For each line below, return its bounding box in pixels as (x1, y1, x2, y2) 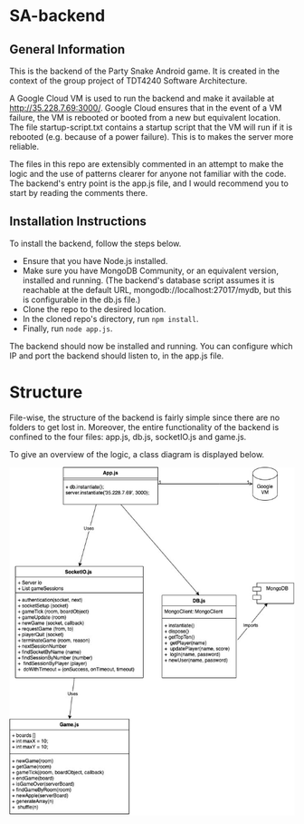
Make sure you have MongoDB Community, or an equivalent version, (22, 265, 279, 276)
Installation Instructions (9, 214, 147, 230)
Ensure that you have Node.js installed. (22, 255, 168, 266)
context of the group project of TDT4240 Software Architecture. (9, 75, 248, 86)
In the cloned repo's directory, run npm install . (22, 313, 199, 324)
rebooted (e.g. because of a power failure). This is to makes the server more (9, 132, 294, 142)
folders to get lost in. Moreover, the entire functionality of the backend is (9, 421, 280, 432)
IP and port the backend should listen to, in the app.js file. (9, 350, 224, 361)
